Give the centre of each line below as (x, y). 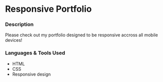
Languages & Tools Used (35, 53)
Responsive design (31, 74)
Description (19, 25)
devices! (14, 40)
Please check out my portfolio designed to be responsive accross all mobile (81, 35)
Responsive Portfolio (48, 9)
